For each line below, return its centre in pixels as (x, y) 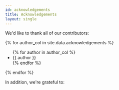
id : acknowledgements (28, 10)
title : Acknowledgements (31, 14)
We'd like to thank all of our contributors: (47, 33)
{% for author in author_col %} (44, 52)
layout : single (21, 19)
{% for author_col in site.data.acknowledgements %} (59, 43)
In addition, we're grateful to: (35, 82)
